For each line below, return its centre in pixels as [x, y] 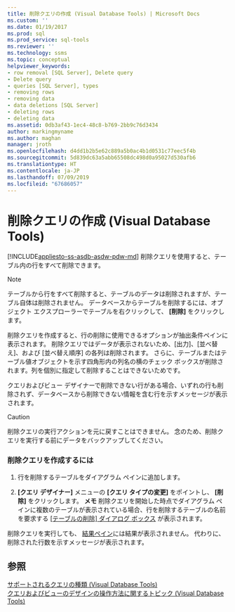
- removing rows [31, 92]
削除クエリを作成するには [51, 460]
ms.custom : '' [28, 20]
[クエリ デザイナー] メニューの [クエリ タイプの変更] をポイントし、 [115, 492]
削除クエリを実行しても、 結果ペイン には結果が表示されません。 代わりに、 [116, 533]
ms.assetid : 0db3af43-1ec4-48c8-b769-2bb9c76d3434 [83, 125]
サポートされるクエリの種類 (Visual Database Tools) [82, 585]
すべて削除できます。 [74, 265]
